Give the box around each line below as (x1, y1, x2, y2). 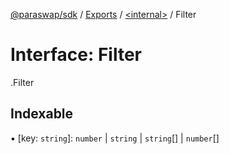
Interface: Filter (10, 44, 142, 66)
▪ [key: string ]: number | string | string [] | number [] (10, 132, 220, 144)
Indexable (10, 105, 74, 123)
